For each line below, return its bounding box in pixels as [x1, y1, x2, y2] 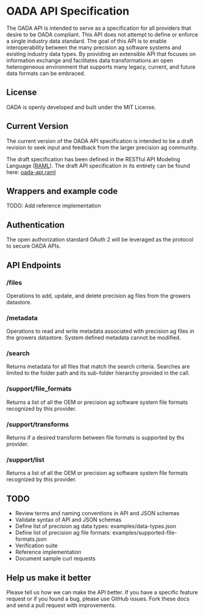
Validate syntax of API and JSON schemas [15, 516, 122, 524]
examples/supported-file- [112, 529, 177, 537]
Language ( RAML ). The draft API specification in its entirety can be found [6, 162, 191, 169]
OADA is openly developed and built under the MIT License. [6, 103, 157, 111]
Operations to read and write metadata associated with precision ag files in [6, 327, 195, 335]
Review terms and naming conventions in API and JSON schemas [15, 510, 180, 517]
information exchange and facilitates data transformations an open [6, 57, 174, 64]
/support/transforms [6, 420, 69, 428]
